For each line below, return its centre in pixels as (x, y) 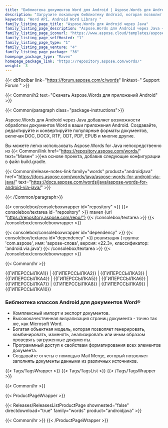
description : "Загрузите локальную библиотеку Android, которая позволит (84, 15)
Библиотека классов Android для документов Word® (73, 303)
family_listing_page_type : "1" (38, 43)
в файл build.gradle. (26, 162)
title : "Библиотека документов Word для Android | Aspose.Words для (78, 10)
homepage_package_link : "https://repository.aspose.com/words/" (73, 61)
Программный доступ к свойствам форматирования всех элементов (86, 345)
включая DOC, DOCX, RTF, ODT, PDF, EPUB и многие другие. (70, 136)
